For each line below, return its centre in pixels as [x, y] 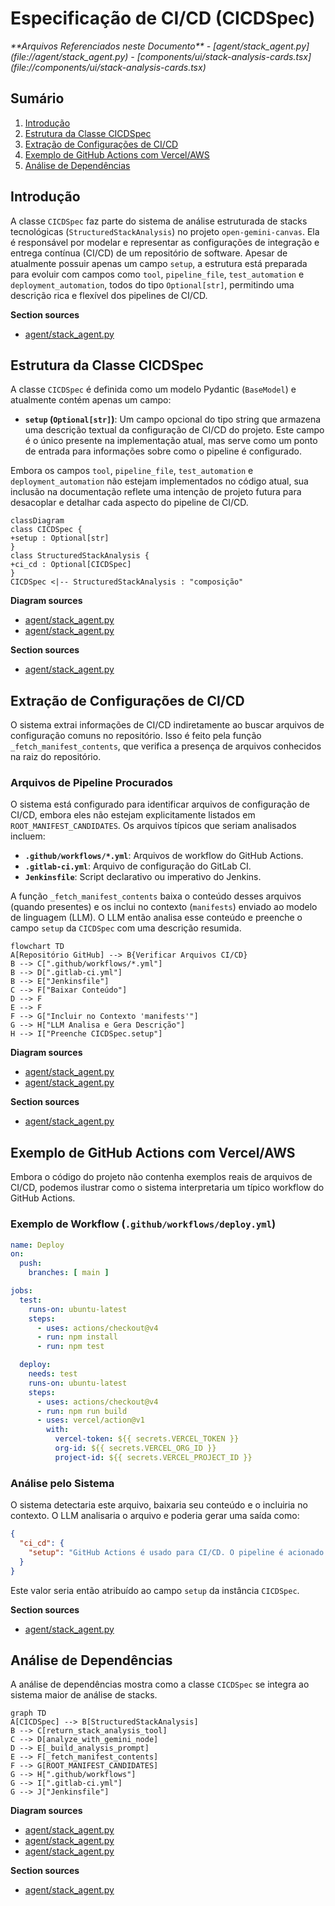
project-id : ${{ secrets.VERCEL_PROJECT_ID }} [153, 1457]
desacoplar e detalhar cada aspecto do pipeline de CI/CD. [129, 503]
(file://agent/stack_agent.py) [69, 56]
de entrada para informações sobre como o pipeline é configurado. [163, 451]
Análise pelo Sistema [62, 1483]
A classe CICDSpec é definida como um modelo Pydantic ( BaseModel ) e [153, 389]
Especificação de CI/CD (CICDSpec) [163, 18]
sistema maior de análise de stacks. [84, 1695]
